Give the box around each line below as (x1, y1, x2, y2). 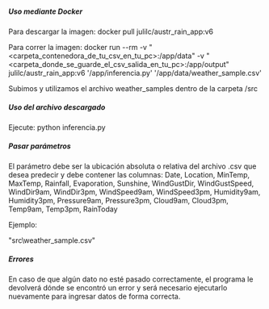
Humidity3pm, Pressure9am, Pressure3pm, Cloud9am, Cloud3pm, (8, 195, 229, 205)
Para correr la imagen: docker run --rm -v (8, 42, 148, 52)
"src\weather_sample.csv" (8, 235, 95, 245)
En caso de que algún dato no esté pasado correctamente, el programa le (8, 274, 254, 284)
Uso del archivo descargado (8, 102, 106, 112)
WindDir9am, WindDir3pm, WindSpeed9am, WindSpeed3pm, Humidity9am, (8, 186, 261, 197)
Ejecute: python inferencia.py (8, 122, 107, 132)
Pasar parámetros (8, 141, 71, 151)
